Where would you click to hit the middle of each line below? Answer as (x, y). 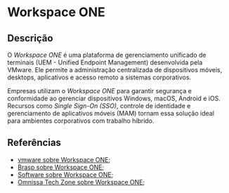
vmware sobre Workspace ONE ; (64, 159)
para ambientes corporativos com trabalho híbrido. (81, 121)
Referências (34, 143)
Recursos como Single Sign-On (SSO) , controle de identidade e (99, 106)
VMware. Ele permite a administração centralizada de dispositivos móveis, (115, 70)
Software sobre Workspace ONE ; (65, 174)
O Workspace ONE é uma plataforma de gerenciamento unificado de (107, 55)
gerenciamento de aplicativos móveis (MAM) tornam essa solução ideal (111, 113)
